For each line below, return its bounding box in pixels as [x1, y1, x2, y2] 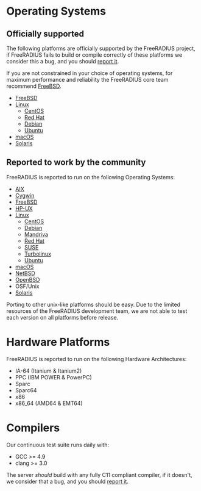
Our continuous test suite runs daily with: [6, 441, 110, 448]
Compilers [6, 421, 60, 434]
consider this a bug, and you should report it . [6, 58, 119, 65]
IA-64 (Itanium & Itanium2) [15, 367, 82, 375]
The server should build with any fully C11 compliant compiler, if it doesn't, [6, 471, 193, 478]
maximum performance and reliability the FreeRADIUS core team [6, 76, 169, 83]
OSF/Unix [15, 282, 40, 290]
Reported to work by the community [6, 157, 146, 168]
